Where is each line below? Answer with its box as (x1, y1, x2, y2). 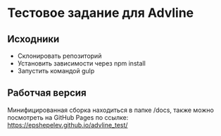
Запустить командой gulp (17, 67, 95, 75)
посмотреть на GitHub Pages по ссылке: (7, 113, 129, 121)
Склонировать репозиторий (17, 51, 102, 60)
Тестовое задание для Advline (7, 5, 194, 21)
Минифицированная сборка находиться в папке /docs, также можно (7, 106, 215, 114)
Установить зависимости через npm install (17, 59, 146, 68)
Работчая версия (7, 87, 87, 99)
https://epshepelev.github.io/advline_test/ (7, 120, 128, 129)
